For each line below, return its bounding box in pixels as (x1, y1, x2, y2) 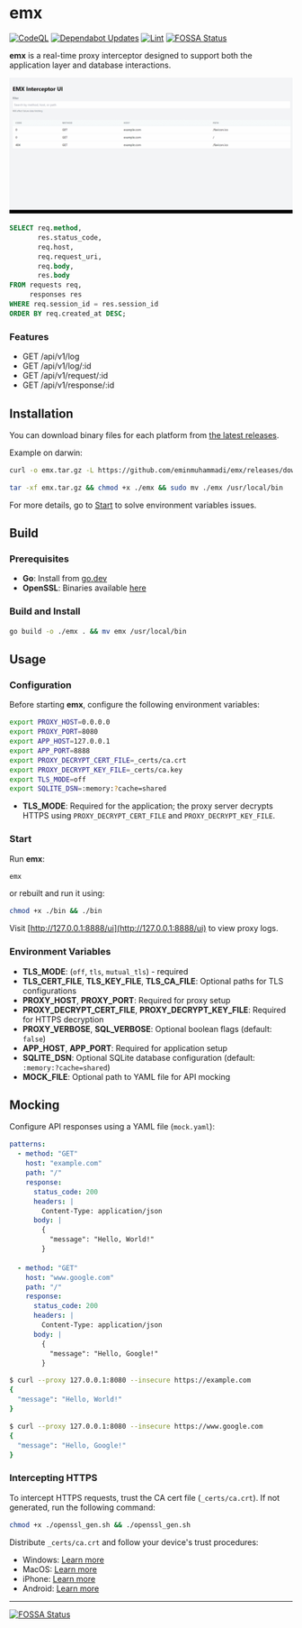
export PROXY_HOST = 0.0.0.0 (9, 718, 111, 727)
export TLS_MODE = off (9, 774, 87, 784)
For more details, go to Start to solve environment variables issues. (9, 499, 257, 510)
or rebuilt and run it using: (9, 888, 105, 899)
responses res (29, 290, 83, 299)
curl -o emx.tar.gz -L (9, 465, 94, 475)
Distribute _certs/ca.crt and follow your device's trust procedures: (9, 1536, 259, 1548)
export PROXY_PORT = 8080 (9, 727, 99, 736)
